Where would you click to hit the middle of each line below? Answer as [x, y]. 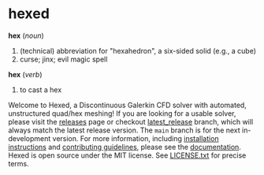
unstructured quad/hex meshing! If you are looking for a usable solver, [122, 113]
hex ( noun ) [26, 35]
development [30, 138]
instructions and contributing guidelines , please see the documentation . [125, 147]
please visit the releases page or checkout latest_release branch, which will [131, 121]
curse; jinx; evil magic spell [63, 59]
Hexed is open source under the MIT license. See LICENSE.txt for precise [127, 155]
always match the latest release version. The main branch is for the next [124, 130]
